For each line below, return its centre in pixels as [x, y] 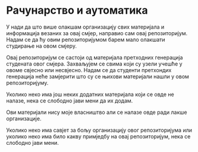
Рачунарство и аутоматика [77, 10]
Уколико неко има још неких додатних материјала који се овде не [90, 94]
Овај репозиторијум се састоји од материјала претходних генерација [95, 57]
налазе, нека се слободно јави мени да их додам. [70, 100]
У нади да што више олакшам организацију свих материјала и [85, 27]
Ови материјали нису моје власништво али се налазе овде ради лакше [97, 112]
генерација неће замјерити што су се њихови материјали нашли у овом [98, 76]
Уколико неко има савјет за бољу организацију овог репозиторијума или [99, 130]
